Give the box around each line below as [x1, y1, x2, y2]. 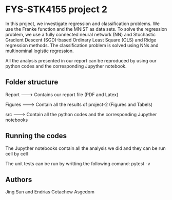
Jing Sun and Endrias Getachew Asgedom [5, 189, 95, 195]
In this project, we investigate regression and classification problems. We [5, 20, 160, 27]
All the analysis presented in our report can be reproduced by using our [5, 57, 157, 63]
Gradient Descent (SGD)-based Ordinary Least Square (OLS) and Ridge [5, 37, 157, 43]
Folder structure [5, 78, 59, 86]
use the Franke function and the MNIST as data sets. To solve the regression [5, 26, 167, 32]
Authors [5, 175, 32, 184]
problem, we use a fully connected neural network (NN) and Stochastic [5, 31, 156, 37]
